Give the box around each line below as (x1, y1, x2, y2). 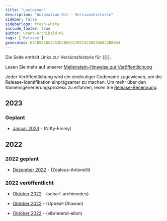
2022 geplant (5, 155, 39, 162)
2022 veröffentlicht (5, 180, 54, 187)
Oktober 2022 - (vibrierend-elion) (12, 210, 82, 216)
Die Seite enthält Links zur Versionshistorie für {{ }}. (5, 54, 112, 60)
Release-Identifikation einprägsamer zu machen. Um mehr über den (5, 79, 146, 85)
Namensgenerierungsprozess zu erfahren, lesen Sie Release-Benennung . (5, 84, 158, 90)
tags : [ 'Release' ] (5, 36, 44, 41)
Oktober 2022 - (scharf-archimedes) (12, 191, 89, 197)
